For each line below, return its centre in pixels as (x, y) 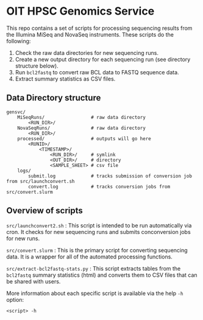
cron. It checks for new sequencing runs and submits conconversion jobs (98, 232)
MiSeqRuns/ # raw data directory (82, 117)
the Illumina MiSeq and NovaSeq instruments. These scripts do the (90, 34)
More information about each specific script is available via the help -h (95, 293)
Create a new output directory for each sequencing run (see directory (103, 59)
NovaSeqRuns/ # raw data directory (82, 128)
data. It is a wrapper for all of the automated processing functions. (89, 257)
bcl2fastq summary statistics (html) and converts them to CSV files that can (102, 275)
